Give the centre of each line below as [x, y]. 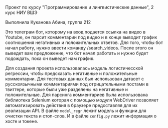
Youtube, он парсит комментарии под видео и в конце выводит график [81, 37]
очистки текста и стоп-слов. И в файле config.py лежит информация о [81, 116]
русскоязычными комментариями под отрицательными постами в [77, 84]
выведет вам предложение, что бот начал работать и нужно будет [77, 53]
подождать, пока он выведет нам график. [50, 58]
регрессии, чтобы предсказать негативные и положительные [71, 73]
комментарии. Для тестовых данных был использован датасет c [75, 79]
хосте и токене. [22, 121]
